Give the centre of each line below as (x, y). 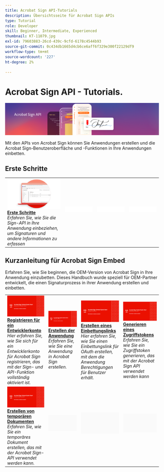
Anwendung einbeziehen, (33, 228)
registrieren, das (24, 361)
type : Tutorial (20, 21)
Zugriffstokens (138, 335)
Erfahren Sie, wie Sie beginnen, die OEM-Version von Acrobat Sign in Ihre (79, 272)
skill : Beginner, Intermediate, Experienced (51, 31)
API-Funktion (21, 372)
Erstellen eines (96, 325)
